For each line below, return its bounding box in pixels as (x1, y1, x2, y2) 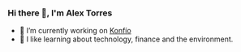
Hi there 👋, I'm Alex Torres (7, 7, 113, 19)
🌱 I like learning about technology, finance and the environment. (19, 34, 234, 44)
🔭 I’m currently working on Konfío (19, 26, 131, 36)
